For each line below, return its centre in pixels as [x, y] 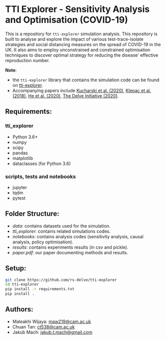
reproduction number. [27, 60]
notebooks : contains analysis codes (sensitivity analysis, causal [78, 236]
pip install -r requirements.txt [40, 289]
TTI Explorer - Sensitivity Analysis [78, 9]
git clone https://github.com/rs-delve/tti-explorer [61, 280]
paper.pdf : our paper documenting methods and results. [70, 252]
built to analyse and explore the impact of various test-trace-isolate [74, 39]
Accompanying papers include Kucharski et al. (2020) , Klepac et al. [82, 90]
